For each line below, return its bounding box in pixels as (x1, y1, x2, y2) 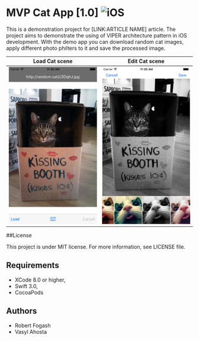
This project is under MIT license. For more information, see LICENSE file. (6, 244, 185, 251)
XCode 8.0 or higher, (14, 276, 66, 283)
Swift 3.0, (14, 282, 38, 289)
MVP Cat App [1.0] (6, 6, 99, 20)
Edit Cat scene (127, 58, 165, 65)
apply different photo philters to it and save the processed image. (6, 45, 166, 52)
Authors (6, 306, 37, 316)
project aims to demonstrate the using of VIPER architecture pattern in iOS (6, 31, 188, 39)
